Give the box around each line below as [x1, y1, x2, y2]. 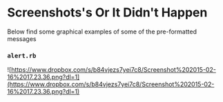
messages [7, 34, 37, 42]
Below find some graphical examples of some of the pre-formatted [7, 27, 197, 36]
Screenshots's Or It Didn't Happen [7, 5, 208, 21]
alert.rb [7, 51, 37, 60]
